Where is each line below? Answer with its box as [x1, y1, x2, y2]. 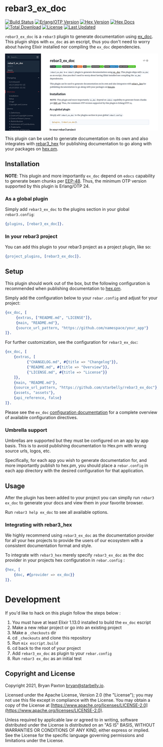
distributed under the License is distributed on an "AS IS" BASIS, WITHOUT [5, 722, 155, 728]
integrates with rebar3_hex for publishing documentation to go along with [5, 140, 152, 146]
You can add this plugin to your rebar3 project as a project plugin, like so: [5, 244, 151, 250]
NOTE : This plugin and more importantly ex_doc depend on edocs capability [5, 173, 155, 179]
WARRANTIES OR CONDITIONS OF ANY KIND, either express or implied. [5, 727, 149, 733]
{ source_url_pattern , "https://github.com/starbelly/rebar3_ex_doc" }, [14, 385, 160, 390]
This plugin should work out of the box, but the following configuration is [5, 280, 150, 286]
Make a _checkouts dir [12, 629, 57, 635]
